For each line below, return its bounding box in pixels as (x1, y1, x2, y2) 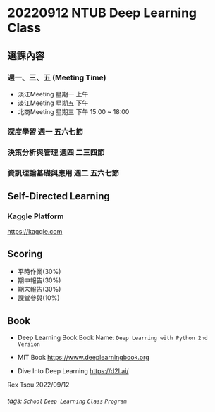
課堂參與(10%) (17, 294, 60, 302)
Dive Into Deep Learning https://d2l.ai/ (17, 366, 129, 375)
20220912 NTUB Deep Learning (7, 5, 197, 21)
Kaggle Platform (7, 211, 64, 221)
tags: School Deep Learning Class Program (7, 397, 127, 405)
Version (17, 340, 40, 348)
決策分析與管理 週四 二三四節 (7, 147, 105, 157)
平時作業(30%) (17, 268, 61, 276)
